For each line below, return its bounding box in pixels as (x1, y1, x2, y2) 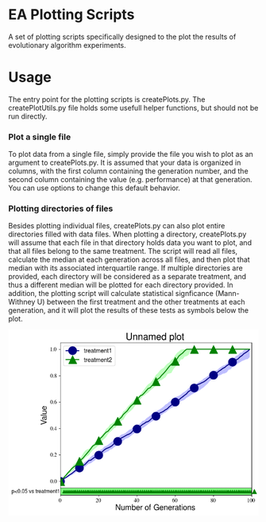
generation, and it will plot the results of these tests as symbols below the (8, 306, 249, 315)
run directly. (8, 111, 48, 121)
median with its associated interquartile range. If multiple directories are (8, 263, 244, 273)
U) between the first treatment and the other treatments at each (37, 297, 245, 307)
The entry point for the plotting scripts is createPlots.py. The (8, 94, 206, 104)
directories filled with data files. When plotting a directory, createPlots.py (8, 229, 247, 240)
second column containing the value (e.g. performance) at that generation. (8, 175, 253, 185)
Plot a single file (8, 131, 71, 142)
